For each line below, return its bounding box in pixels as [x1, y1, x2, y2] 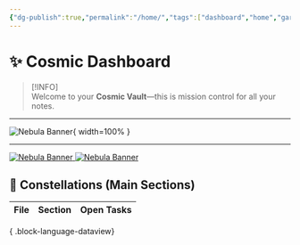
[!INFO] [30, 81, 59, 92]
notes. [30, 100, 55, 111]
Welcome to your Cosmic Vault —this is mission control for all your [30, 91, 277, 102]
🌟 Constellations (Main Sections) [9, 177, 196, 192]
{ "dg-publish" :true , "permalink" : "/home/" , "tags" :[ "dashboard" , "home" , [9, 12, 278, 22]
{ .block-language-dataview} [9, 226, 115, 237]
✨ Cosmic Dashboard [9, 51, 171, 71]
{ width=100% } [72, 126, 131, 136]
